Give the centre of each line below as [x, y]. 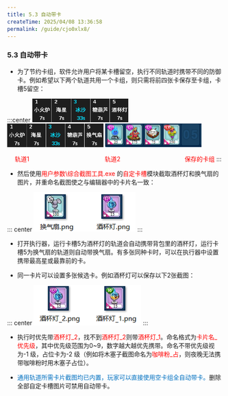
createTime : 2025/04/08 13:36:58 [55, 22]
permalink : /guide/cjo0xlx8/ [49, 29]
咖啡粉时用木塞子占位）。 [58, 362]
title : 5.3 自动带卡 [34, 14]
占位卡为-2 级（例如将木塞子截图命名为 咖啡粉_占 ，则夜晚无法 [128, 354]
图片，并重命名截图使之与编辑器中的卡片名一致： [86, 182]
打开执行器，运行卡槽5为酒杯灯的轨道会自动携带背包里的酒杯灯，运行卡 [118, 243]
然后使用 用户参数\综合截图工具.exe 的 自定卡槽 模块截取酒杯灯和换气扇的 [118, 173]
